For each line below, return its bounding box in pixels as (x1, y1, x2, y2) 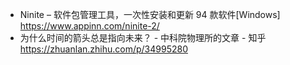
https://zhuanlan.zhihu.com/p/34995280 (19, 43, 188, 55)
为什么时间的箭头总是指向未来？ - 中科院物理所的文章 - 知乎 (19, 32, 267, 43)
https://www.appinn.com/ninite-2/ (19, 20, 160, 32)
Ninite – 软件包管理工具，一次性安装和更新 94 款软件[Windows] (19, 9, 281, 20)
